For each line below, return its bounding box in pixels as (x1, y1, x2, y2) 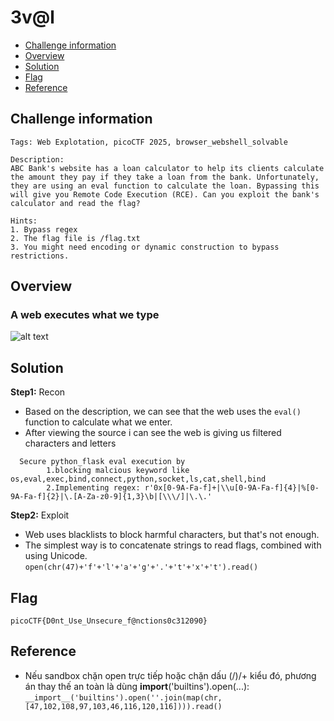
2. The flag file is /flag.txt (10, 233, 141, 243)
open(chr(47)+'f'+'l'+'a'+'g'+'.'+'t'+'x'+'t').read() (24, 562, 259, 573)
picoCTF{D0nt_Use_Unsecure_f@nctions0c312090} (10, 616, 208, 626)
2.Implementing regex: (46, 483, 141, 493)
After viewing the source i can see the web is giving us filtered (24, 427, 282, 439)
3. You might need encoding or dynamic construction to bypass (10, 242, 280, 252)
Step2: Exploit (10, 509, 70, 521)
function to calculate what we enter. (24, 416, 173, 428)
